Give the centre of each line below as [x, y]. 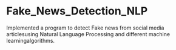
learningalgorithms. [31, 40]
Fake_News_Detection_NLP [77, 11]
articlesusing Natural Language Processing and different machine [88, 34]
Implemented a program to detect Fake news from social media [85, 28]
